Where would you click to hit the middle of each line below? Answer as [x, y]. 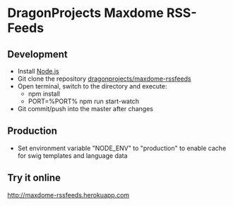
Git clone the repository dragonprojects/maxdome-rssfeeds [104, 79]
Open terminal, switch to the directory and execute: [92, 86]
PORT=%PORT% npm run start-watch [84, 101]
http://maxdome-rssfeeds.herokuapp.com [68, 195]
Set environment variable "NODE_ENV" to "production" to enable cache [122, 148]
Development [38, 54]
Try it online [34, 178]
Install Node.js [38, 71]
